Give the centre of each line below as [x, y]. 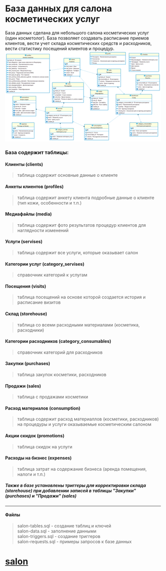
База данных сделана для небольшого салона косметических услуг [77, 33]
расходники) [31, 330]
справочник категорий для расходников [60, 352]
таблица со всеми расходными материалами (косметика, [78, 325]
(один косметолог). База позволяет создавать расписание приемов [77, 38]
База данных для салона [59, 9]
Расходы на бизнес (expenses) [39, 458]
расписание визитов [39, 302]
